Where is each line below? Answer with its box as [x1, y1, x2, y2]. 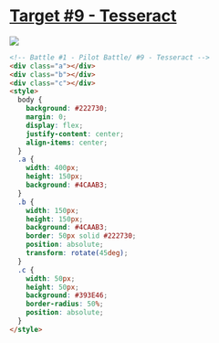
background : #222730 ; [26, 104, 108, 113]
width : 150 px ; [26, 206, 79, 215]
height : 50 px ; [26, 283, 79, 292]
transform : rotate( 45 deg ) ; [26, 249, 129, 258]
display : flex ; [26, 121, 84, 130]
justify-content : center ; [26, 129, 125, 138]
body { [17, 95, 43, 105]
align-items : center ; [26, 138, 108, 147]
